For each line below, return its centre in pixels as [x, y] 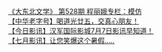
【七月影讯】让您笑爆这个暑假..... [62, 40]
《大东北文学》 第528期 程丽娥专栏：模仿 [75, 11]
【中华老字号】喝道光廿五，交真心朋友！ [74, 21]
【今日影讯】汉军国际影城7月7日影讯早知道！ [81, 31]
